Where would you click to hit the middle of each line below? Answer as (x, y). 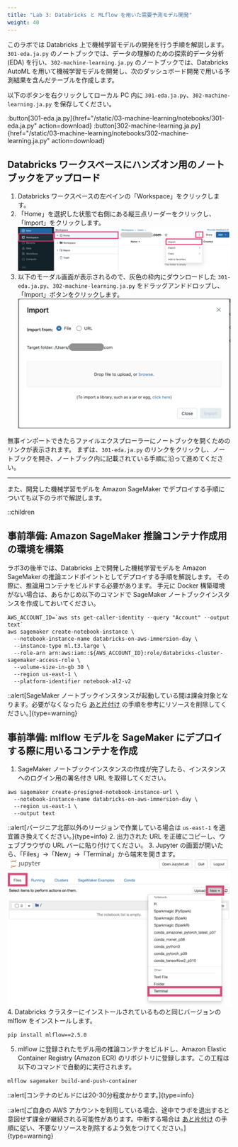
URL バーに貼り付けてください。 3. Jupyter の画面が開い (135, 845)
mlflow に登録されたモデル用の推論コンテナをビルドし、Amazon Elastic (122, 1048)
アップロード (72, 178)
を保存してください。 (84, 103)
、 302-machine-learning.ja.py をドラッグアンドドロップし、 (135, 285)
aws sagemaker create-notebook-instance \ (71, 632)
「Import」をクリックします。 (61, 223)
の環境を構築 (35, 549)
